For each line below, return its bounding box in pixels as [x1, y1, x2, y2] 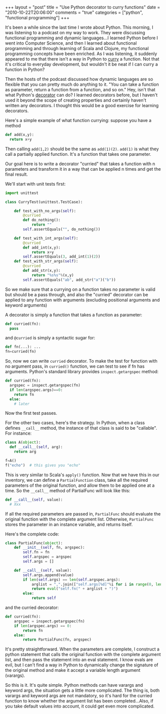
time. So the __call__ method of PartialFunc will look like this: [5, 487, 130, 493]
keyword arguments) [5, 302, 47, 308]
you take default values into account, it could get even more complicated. [5, 703, 155, 709]
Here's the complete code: [5, 531, 59, 537]
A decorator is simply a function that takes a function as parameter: [5, 312, 142, 318]
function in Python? [5, 66, 45, 72]
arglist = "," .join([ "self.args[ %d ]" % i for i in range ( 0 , [31, 582, 154, 587]
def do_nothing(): [23, 218, 61, 223]
